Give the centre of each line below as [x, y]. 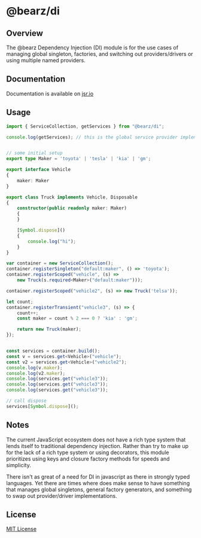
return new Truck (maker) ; [49, 329]
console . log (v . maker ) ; [34, 368]
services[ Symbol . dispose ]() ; [42, 406]
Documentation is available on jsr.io [50, 94]
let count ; [20, 302]
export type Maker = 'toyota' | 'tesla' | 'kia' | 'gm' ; [79, 159]
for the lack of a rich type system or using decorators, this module [88, 452]
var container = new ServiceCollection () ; [60, 263]
